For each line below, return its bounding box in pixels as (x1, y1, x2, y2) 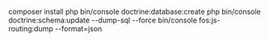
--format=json (55, 24, 103, 33)
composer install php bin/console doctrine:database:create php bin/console (8, 7, 261, 16)
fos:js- (199, 15, 221, 25)
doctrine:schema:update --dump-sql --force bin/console (8, 15, 198, 25)
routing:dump (8, 24, 54, 33)
